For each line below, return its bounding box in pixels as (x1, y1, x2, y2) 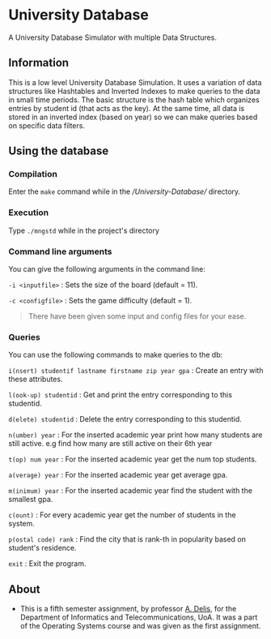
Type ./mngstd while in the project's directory (8, 225, 160, 235)
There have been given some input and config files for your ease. (28, 311, 247, 321)
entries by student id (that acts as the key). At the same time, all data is (8, 103, 245, 113)
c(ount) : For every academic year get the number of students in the (8, 510, 236, 520)
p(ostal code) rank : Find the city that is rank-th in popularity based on (8, 534, 247, 544)
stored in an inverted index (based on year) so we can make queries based (8, 112, 258, 122)
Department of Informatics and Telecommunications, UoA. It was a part (19, 612, 258, 622)
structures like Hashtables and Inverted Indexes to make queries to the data (8, 86, 260, 96)
